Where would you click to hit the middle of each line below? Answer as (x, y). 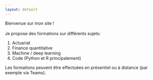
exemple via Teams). (26, 72)
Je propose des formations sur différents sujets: (53, 33)
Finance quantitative (32, 48)
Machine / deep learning (36, 53)
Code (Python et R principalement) (46, 58)
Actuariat (21, 43)
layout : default (21, 9)
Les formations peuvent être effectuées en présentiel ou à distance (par (76, 67)
